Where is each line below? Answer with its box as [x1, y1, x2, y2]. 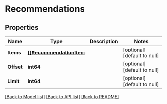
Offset [7, 63, 23, 70]
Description [89, 38, 118, 45]
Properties [5, 23, 39, 32]
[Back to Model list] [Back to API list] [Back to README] [5, 94, 119, 100]
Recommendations [5, 3, 85, 15]
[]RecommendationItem [27, 50, 85, 56]
